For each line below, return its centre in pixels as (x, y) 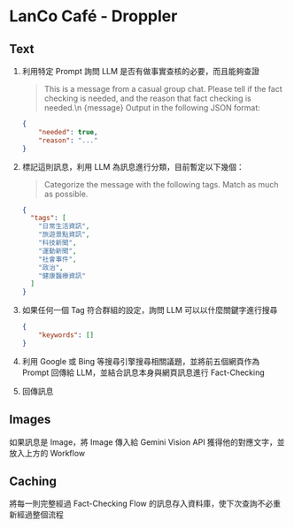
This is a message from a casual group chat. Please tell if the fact (163, 89)
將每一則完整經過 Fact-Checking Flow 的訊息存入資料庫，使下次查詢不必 (141, 504)
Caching (33, 481)
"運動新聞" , (58, 251)
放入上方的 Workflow (47, 453)
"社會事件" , (58, 259)
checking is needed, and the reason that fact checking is (147, 98)
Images (30, 420)
